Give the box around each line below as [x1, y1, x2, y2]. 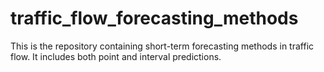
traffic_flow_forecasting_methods [10, 7, 299, 30]
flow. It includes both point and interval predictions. [10, 50, 222, 62]
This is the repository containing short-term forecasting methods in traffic [10, 40, 315, 52]
